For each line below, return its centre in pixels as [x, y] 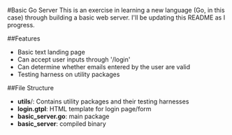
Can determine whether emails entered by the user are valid [104, 67]
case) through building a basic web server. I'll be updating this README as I [116, 17]
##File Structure [31, 88]
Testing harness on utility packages [68, 74]
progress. [21, 25]
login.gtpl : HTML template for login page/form [84, 109]
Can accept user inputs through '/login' [74, 59]
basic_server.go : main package [63, 116]
